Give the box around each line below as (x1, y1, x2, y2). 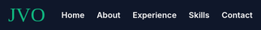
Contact (221, 9, 253, 21)
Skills (188, 9, 210, 21)
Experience (132, 9, 178, 21)
